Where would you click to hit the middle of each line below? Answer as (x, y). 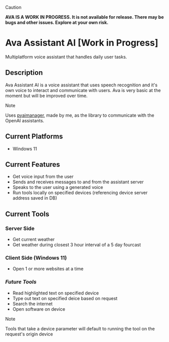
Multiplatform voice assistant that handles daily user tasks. (66, 57)
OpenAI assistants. (25, 120)
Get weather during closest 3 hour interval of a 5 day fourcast (77, 245)
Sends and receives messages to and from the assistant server (78, 182)
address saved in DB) (35, 198)
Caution (13, 7)
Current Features (33, 164)
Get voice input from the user (43, 177)
